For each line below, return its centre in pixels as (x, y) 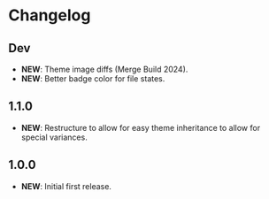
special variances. (54, 137)
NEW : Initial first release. (66, 186)
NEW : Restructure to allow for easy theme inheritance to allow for (141, 127)
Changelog (50, 15)
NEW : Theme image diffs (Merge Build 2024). (104, 69)
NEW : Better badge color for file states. (93, 79)
